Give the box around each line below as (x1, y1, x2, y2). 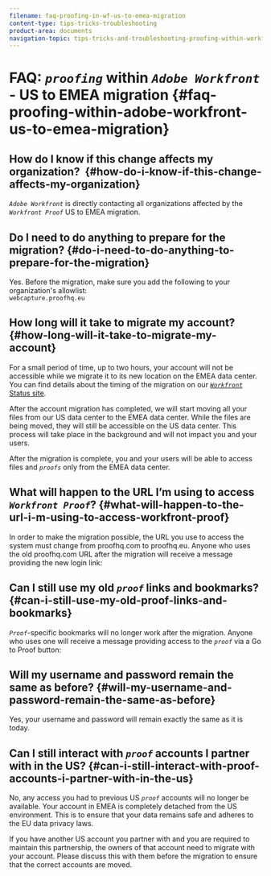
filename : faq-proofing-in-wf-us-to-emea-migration (9, 11, 186, 20)
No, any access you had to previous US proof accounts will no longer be (9, 793, 249, 803)
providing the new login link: (9, 557, 103, 568)
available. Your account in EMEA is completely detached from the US (9, 802, 238, 812)
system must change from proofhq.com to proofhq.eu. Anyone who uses (9, 540, 251, 550)
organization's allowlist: (9, 286, 88, 295)
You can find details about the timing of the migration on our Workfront (9, 379, 244, 389)
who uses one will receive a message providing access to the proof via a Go (9, 636, 262, 646)
